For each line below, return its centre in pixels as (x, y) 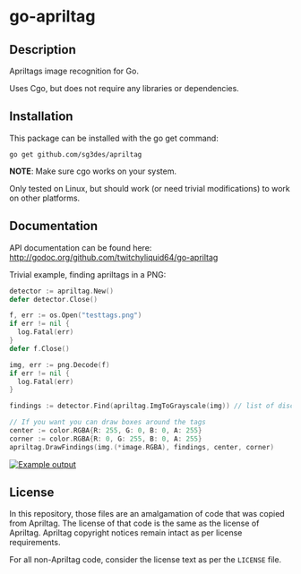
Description (43, 50)
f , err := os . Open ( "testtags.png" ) (76, 315)
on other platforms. (45, 198)
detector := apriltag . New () (62, 291)
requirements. (35, 543)
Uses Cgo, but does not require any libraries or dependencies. (124, 88)
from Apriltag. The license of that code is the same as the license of (134, 523)
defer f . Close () (39, 348)
